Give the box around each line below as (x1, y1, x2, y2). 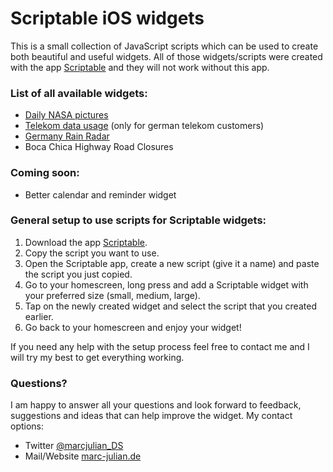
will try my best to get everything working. (10, 351, 185, 363)
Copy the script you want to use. (24, 247, 160, 259)
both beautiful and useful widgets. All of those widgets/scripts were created (10, 50, 323, 62)
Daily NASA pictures (24, 109, 109, 121)
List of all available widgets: (10, 86, 148, 100)
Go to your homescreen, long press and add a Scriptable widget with (24, 278, 309, 291)
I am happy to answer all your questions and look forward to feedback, (10, 399, 302, 411)
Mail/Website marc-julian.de (24, 450, 142, 462)
